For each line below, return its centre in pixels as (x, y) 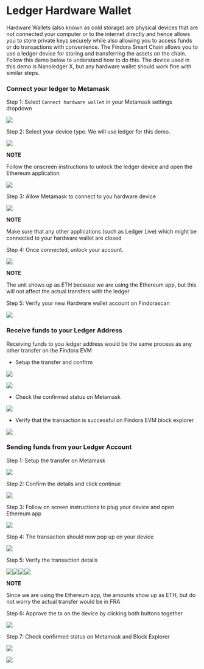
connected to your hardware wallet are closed (64, 238)
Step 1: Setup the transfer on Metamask (56, 460)
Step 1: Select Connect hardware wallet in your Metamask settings (89, 102)
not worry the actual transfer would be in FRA (63, 601)
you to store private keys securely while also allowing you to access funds (100, 40)
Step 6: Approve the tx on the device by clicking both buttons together (95, 613)
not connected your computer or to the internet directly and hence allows (98, 34)
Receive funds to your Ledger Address (65, 331)
